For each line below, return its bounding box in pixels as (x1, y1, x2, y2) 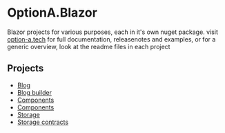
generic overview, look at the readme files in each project (7, 42, 170, 51)
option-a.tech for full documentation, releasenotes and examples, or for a (7, 35, 216, 43)
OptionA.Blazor (7, 5, 98, 21)
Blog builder (17, 88, 52, 96)
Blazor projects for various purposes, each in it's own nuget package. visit (7, 28, 219, 36)
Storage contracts (17, 118, 69, 126)
